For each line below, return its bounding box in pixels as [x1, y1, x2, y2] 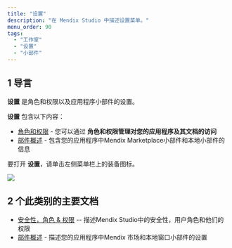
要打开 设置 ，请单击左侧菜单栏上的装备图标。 [7, 159, 138, 168]
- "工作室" [13, 37, 42, 44]
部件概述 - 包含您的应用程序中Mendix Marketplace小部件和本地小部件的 [17, 136, 225, 144]
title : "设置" [7, 10, 47, 18]
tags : [7, 30, 23, 37]
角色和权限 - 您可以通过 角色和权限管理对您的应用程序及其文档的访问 [17, 127, 217, 136]
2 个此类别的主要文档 [7, 195, 99, 207]
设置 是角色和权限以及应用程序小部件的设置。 [7, 97, 138, 105]
